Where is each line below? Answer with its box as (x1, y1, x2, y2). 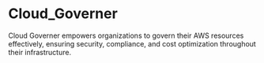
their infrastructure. (8, 47, 72, 57)
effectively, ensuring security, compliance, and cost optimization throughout (8, 39, 257, 48)
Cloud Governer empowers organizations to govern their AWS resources (8, 31, 244, 40)
